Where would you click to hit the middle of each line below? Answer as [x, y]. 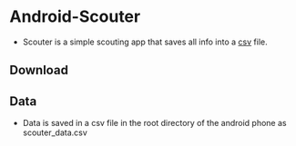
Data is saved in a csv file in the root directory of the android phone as [154, 123]
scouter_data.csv [55, 132]
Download [39, 70]
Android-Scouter [75, 17]
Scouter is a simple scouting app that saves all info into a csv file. [145, 42]
